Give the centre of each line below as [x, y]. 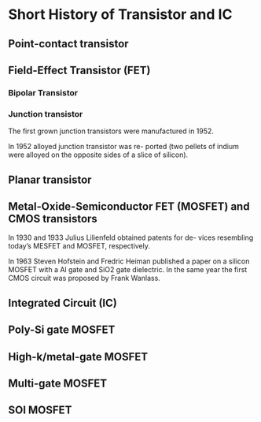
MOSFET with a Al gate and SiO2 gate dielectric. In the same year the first [128, 270]
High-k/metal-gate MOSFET [78, 357]
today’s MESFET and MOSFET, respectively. [79, 246]
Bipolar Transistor [43, 92]
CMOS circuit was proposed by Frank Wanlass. [85, 278]
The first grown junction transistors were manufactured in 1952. [111, 131]
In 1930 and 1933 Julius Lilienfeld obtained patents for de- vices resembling [131, 237]
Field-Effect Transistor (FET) [79, 70]
